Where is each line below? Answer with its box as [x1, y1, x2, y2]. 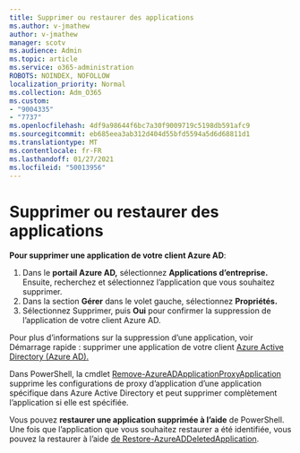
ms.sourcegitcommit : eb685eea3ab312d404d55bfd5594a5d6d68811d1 [9, 130, 251, 139]
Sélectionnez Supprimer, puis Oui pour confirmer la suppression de [21, 305, 271, 316]
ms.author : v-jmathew [9, 21, 90, 30]
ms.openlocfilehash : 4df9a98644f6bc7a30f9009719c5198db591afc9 [9, 122, 251, 131]
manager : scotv [9, 38, 66, 47]
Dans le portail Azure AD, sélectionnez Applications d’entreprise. [21, 268, 269, 278]
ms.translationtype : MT [9, 138, 99, 147]
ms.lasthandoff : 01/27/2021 [9, 154, 115, 164]
